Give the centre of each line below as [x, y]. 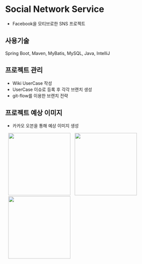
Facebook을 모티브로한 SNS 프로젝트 [49, 23]
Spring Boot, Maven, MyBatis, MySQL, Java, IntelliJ [58, 53]
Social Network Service [55, 9]
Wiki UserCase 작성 [32, 83]
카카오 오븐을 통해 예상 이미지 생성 [45, 126]
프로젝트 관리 [24, 70]
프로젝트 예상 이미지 [34, 113]
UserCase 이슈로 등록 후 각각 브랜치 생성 [52, 89]
